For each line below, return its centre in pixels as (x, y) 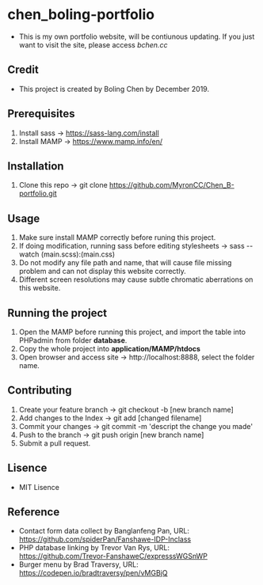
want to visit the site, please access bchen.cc (93, 44)
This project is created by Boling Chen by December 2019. (114, 89)
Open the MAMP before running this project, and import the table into (132, 332)
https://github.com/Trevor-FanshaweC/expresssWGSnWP (113, 557)
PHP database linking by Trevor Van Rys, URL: (94, 548)
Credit (23, 70)
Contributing (40, 391)
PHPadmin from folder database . (73, 340)
